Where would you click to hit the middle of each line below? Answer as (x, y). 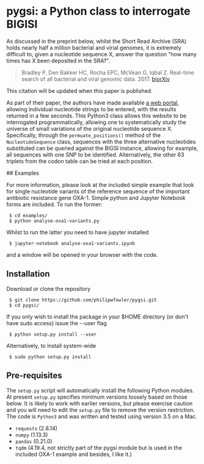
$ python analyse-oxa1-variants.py (54, 221)
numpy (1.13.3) (31, 435)
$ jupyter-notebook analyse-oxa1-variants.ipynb (72, 243)
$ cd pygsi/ (24, 305)
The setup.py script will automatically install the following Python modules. (100, 390)
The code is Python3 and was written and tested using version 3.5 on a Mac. (102, 416)
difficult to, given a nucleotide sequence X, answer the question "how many (102, 54)
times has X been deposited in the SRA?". (58, 61)
